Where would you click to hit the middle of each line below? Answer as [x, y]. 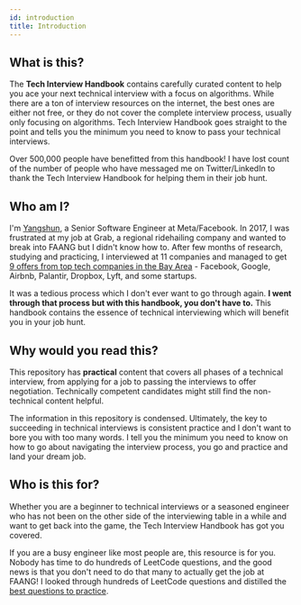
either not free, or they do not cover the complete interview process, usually [150, 113]
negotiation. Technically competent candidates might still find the [131, 391]
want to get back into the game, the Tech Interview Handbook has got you [147, 525]
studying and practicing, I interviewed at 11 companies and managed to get [148, 257]
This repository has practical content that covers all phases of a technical [146, 372]
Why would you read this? [84, 351]
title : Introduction [48, 26]
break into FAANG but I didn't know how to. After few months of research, [146, 248]
